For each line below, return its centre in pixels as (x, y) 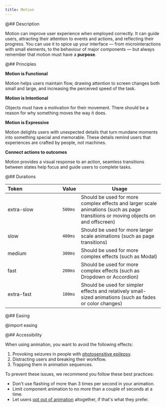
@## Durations (21, 177)
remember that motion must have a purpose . (51, 54)
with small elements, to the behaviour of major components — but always (80, 49)
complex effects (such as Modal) (119, 256)
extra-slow (21, 209)
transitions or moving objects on (118, 216)
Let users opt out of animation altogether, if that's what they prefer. (81, 399)
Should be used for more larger (117, 229)
